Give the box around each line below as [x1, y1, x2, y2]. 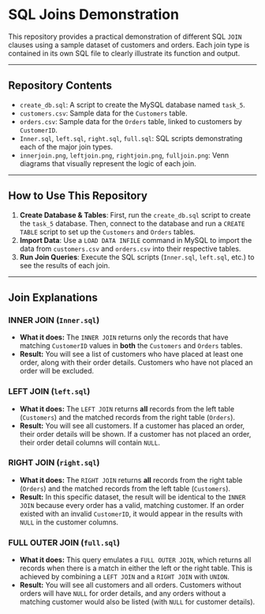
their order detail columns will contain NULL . [19, 438, 160, 447]
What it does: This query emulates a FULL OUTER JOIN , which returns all [19, 555, 252, 565]
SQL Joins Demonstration [8, 6, 180, 24]
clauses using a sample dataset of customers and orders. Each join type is [8, 40, 250, 49]
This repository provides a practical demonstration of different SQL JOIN [8, 32, 242, 41]
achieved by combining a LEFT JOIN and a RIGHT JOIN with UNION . [19, 572, 230, 582]
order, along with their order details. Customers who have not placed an [19, 358, 254, 367]
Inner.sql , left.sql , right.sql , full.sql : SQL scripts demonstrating [19, 133, 243, 143]
